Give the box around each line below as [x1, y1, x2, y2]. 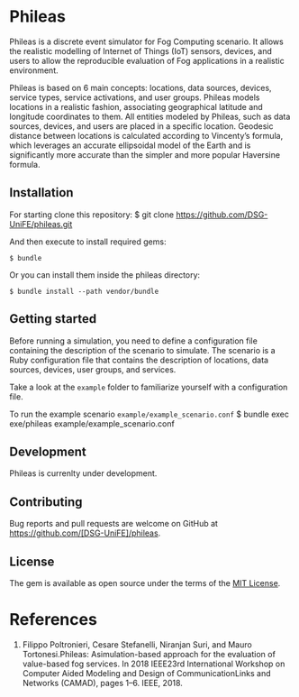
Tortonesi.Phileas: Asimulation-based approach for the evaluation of [22, 648, 276, 659]
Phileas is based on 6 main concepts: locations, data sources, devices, [9, 82, 272, 93]
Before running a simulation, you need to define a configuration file [9, 335, 258, 346]
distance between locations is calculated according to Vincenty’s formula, [9, 130, 284, 141]
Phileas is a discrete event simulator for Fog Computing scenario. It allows [9, 36, 284, 47]
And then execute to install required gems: [9, 236, 167, 247]
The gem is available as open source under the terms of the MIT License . [9, 578, 281, 588]
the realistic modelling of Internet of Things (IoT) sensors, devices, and [9, 45, 273, 56]
